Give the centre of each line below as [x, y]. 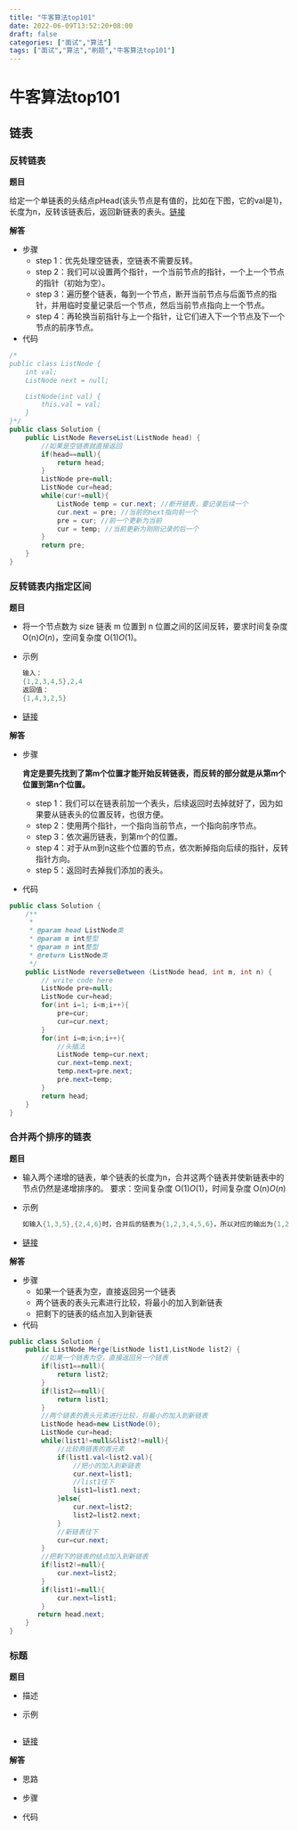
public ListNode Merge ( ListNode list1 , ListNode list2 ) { [133, 1350]
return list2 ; [83, 1375]
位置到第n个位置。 [56, 784]
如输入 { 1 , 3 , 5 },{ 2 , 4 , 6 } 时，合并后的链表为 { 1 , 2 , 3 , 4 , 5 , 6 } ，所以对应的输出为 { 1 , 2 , [157, 1224]
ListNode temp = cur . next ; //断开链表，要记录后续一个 [153, 504]
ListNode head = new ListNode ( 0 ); [101, 1424]
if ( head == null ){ [71, 454]
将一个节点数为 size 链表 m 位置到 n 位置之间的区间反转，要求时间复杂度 [155, 626]
